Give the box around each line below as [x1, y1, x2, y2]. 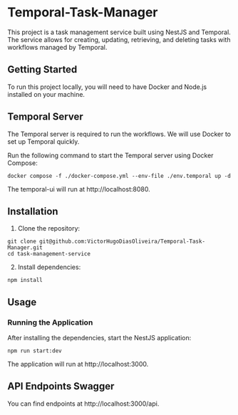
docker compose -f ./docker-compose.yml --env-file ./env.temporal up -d [7, 172, 232, 179]
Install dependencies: [17, 263, 81, 271]
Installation [7, 205, 58, 217]
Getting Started [7, 63, 78, 75]
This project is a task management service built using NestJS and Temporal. [7, 28, 232, 36]
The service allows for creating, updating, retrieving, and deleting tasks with [7, 35, 231, 43]
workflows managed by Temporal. [7, 43, 108, 51]
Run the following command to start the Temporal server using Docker [7, 151, 214, 159]
